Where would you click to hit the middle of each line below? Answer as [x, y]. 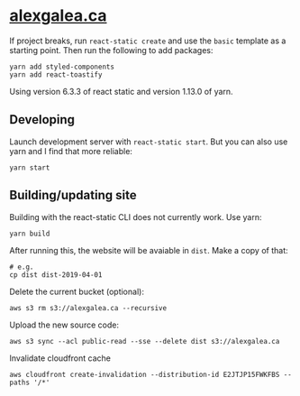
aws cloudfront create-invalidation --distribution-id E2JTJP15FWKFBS [145, 374]
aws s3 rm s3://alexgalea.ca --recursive [88, 308]
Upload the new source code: [64, 325]
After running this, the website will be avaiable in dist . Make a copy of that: [149, 250]
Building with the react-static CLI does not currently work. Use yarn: [136, 216]
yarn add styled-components [62, 67]
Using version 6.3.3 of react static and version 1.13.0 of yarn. [121, 91]
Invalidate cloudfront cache [60, 358]
